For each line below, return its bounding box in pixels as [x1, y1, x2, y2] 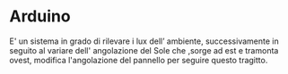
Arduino [9, 6, 71, 27]
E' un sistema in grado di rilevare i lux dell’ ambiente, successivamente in [9, 36, 280, 46]
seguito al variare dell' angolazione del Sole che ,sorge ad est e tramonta [9, 45, 279, 55]
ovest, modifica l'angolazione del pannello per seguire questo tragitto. [9, 54, 268, 65]
